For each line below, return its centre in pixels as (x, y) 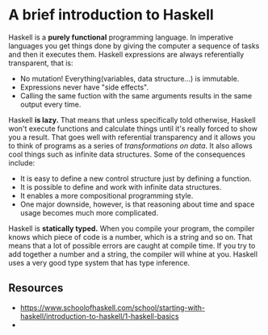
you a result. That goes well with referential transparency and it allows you (132, 137)
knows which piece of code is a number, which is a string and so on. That (130, 237)
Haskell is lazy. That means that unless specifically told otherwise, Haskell (132, 119)
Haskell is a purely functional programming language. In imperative (121, 37)
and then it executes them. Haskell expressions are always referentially (126, 54)
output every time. (50, 104)
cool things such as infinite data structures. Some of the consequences (127, 154)
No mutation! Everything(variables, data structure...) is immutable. (130, 78)
